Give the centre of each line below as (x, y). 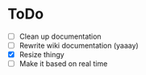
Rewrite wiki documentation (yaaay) (79, 46)
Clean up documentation (60, 36)
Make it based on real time (63, 64)
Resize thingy (42, 55)
